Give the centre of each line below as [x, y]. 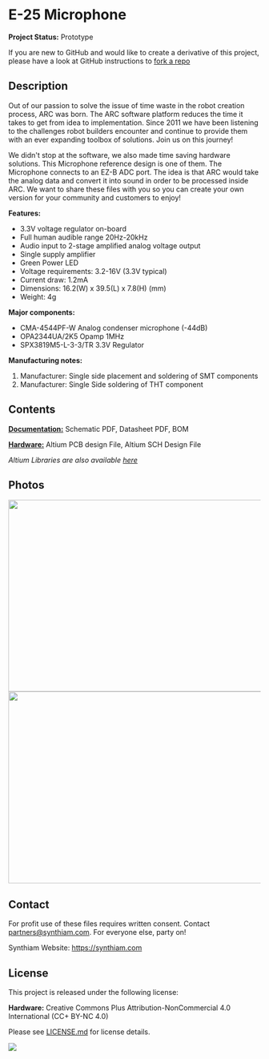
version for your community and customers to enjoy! [95, 197]
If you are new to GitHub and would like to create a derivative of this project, [134, 52]
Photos [26, 485]
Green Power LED [49, 263]
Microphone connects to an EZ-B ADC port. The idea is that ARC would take [134, 172]
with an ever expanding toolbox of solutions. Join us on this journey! [121, 139]
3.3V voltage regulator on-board [73, 228]
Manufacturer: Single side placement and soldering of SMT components [139, 376]
